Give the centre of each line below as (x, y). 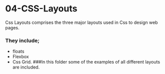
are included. (26, 67)
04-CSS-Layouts (41, 9)
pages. (12, 27)
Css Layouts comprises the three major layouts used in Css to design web (81, 22)
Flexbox (21, 57)
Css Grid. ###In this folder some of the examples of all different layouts (86, 62)
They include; (22, 40)
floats (18, 51)
